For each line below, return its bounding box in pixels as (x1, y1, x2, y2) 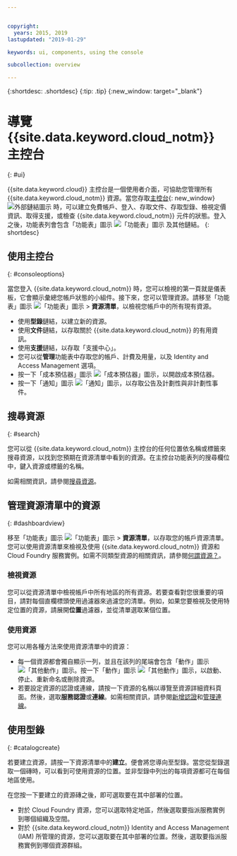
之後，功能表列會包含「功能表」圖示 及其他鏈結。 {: (7, 221, 209, 229)
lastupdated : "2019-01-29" (7, 36, 87, 43)
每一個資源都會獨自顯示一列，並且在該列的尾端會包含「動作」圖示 (17, 657, 209, 666)
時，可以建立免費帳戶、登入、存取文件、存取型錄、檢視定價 (52, 203, 226, 211)
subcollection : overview (7, 61, 80, 69)
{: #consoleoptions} (7, 269, 65, 278)
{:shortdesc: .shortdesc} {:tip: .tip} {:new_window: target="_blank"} (7, 87, 202, 95)
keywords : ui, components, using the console (7, 49, 143, 56)
